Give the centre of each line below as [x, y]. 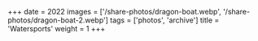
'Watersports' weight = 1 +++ [57, 29]
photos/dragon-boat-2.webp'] [58, 20]
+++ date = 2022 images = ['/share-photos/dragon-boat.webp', [114, 12]
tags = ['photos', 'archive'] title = [165, 20]
